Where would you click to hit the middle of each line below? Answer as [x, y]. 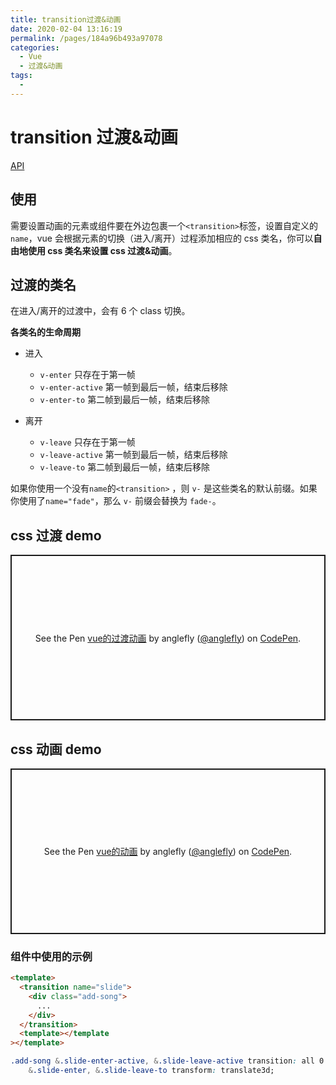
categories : [35, 47]
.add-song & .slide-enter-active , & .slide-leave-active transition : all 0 [167, 1061]
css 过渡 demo [56, 535]
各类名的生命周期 [45, 332]
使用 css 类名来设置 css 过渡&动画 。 [102, 250]
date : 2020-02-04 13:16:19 [66, 29]
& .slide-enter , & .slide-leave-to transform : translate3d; [151, 1071]
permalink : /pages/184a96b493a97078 [86, 38]
